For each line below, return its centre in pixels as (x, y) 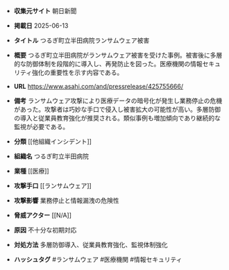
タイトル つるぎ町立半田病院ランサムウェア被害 (82, 40)
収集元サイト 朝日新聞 (45, 11)
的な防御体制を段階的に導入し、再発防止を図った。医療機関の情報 (108, 64)
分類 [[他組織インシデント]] (53, 141)
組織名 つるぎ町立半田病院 (51, 156)
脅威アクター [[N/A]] (42, 215)
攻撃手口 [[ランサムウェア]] (52, 186)
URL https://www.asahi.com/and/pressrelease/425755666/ (99, 86)
